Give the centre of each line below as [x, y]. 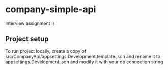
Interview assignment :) [30, 23]
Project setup [27, 39]
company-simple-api [51, 9]
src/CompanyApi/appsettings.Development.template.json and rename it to [83, 56]
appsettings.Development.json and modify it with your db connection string [84, 62]
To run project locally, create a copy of [46, 51]
